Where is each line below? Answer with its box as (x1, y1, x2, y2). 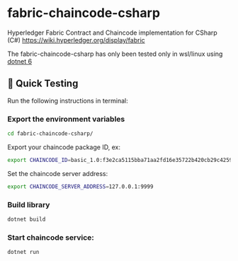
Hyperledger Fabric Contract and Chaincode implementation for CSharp (7, 28, 217, 37)
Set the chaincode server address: (7, 169, 108, 178)
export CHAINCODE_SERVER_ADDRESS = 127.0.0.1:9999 (7, 182, 154, 190)
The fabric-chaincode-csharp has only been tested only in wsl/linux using (7, 50, 223, 58)
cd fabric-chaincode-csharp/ (7, 130, 93, 137)
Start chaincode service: (7, 232, 94, 242)
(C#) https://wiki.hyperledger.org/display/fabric (7, 35, 145, 44)
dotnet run (7, 249, 40, 256)
